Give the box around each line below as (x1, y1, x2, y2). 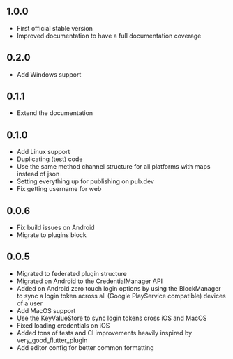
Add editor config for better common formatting (16, 343, 154, 351)
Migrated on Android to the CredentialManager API (16, 277, 163, 285)
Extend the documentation (16, 109, 93, 117)
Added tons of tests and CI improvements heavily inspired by (16, 328, 193, 337)
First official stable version (16, 24, 93, 32)
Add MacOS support (16, 306, 76, 314)
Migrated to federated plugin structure (16, 269, 127, 277)
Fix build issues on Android (16, 223, 95, 232)
